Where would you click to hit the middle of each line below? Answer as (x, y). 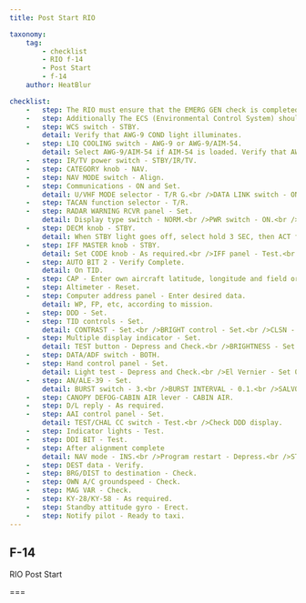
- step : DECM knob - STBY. (81, 228)
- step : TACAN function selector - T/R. (107, 203)
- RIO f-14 (63, 60)
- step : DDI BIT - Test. (77, 439)
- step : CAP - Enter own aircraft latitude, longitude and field (156, 279)
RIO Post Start (36, 575)
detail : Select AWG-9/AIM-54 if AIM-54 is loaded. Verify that (164, 152)
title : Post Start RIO (52, 18)
